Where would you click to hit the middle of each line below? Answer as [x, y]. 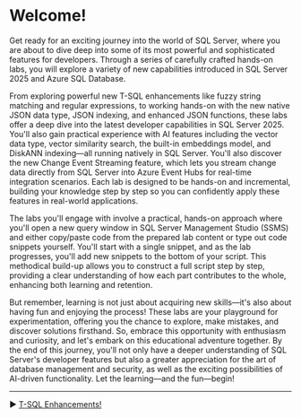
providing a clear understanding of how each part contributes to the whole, [148, 275]
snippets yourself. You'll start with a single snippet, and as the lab [130, 247]
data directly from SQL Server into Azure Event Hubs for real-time [131, 172]
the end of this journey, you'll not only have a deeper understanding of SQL [148, 350]
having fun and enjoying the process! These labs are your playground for [144, 311]
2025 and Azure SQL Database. [68, 78]
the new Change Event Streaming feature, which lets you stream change [143, 162]
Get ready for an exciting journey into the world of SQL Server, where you [145, 40]
